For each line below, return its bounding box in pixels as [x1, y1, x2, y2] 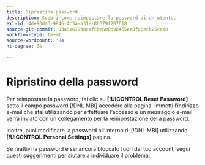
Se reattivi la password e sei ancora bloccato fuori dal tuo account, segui [6, 145, 191, 152]
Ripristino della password [6, 75, 139, 89]
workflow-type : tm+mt [6, 32, 62, 38]
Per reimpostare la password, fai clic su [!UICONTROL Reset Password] [6, 95, 188, 102]
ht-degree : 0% [6, 44, 43, 50]
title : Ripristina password [6, 9, 78, 15]
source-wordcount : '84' [6, 37, 67, 44]
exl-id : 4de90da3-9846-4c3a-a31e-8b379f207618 [6, 20, 127, 26]
